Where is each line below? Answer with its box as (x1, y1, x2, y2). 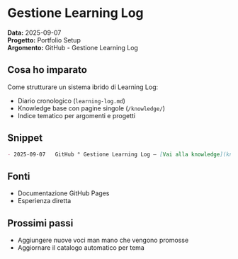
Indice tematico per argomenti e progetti (17, 111, 136, 120)
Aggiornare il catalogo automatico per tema (17, 243, 145, 252)
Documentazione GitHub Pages (17, 189, 110, 197)
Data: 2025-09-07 (7, 28, 62, 37)
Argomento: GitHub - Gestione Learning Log (7, 43, 138, 52)
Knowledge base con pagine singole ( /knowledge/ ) (17, 104, 165, 113)
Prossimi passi (7, 217, 74, 229)
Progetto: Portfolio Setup (7, 35, 81, 44)
